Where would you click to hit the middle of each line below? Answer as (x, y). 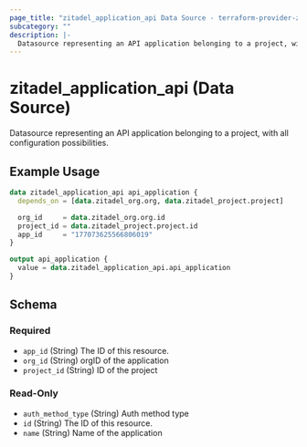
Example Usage (55, 171)
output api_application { (58, 260)
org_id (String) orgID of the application (95, 360)
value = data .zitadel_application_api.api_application (124, 268)
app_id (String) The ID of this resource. (95, 350)
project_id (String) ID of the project (90, 369)
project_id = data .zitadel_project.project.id (108, 226)
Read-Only (34, 393)
